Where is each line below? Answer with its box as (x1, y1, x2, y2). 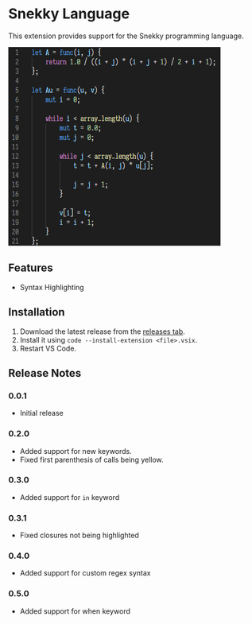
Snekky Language (8, 5, 130, 23)
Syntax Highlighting (19, 282, 85, 292)
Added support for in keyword (19, 492, 120, 502)
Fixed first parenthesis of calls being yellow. (19, 455, 165, 464)
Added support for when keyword (19, 606, 131, 616)
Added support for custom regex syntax (19, 568, 151, 578)
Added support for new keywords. (19, 446, 133, 455)
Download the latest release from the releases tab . (19, 327, 185, 336)
